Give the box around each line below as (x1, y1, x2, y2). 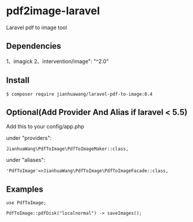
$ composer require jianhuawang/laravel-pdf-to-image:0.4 (6, 91, 153, 97)
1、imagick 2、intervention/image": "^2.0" (6, 58, 109, 65)
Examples (6, 184, 43, 194)
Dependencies (6, 41, 61, 51)
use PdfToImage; (6, 200, 46, 206)
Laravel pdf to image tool (6, 24, 67, 31)
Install (6, 76, 30, 86)
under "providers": (6, 135, 52, 142)
